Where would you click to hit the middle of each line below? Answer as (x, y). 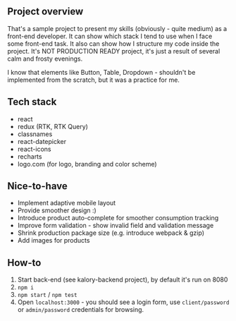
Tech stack (32, 102)
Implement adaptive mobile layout (67, 203)
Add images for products (54, 241)
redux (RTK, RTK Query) (52, 126)
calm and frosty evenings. (45, 59)
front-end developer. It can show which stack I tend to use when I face (110, 36)
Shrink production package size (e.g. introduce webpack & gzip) (111, 233)
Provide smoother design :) (57, 210)
